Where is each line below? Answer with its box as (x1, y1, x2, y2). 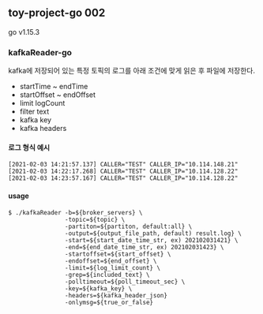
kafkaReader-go (8, 47, 73, 58)
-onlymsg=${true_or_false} (64, 298, 154, 306)
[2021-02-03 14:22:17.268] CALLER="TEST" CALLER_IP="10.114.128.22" (8, 167, 239, 176)
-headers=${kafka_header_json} (64, 291, 168, 299)
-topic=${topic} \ (64, 215, 126, 223)
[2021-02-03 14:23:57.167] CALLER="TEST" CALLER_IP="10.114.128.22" (8, 174, 239, 182)
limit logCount (19, 99, 66, 108)
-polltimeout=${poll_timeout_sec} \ (64, 278, 186, 286)
